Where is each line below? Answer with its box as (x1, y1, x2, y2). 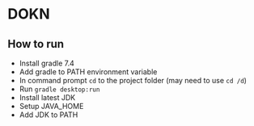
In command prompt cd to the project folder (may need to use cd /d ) (19, 76, 248, 85)
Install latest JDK (19, 93, 76, 102)
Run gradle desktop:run (19, 84, 100, 94)
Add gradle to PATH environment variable (19, 67, 158, 77)
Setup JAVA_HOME (19, 102, 84, 111)
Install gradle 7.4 (19, 58, 74, 68)
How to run (7, 37, 65, 51)
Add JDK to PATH (19, 110, 78, 120)
